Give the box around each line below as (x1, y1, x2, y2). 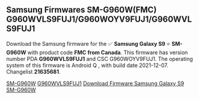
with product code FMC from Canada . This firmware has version (27, 48, 188, 56)
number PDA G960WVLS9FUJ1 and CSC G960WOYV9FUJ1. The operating (6, 55, 194, 62)
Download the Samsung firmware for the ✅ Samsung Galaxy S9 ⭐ (6, 40, 171, 47)
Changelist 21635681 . (6, 68, 61, 75)
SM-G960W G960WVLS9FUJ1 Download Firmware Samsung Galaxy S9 (6, 80, 185, 87)
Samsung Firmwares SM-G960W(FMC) (6, 5, 157, 15)
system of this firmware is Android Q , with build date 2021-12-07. (6, 62, 168, 69)
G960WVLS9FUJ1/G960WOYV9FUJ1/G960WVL (6, 14, 192, 25)
